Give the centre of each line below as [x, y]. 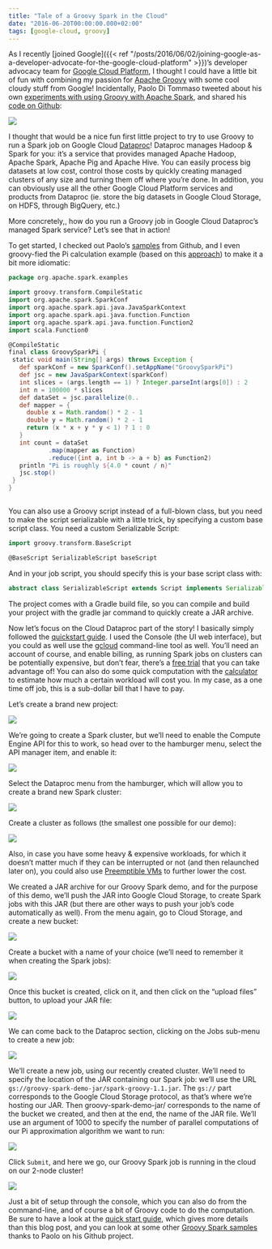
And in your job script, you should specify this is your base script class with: [135, 573]
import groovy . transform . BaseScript [70, 543]
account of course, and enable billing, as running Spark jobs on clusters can [136, 654]
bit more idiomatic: [40, 263]
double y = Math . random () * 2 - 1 [85, 420]
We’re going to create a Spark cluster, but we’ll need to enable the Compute [134, 735]
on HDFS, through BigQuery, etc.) [64, 206]
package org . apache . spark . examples [68, 278]
